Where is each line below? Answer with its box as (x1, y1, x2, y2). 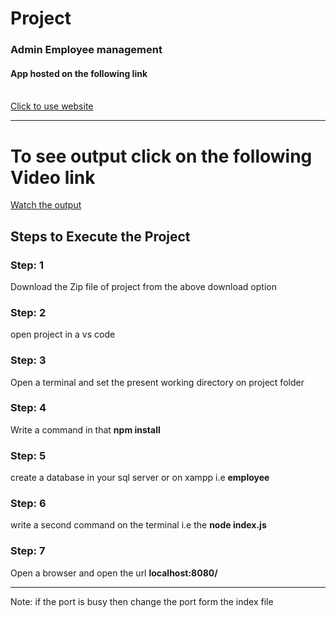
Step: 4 (10, 401, 47, 415)
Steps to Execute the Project (10, 228, 191, 245)
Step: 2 (10, 305, 47, 319)
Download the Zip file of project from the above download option (10, 280, 277, 292)
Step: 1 (10, 258, 44, 272)
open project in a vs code (10, 328, 116, 341)
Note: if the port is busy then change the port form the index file (10, 595, 274, 607)
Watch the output (10, 199, 82, 211)
